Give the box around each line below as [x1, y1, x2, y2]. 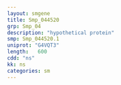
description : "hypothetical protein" [7, 29, 115, 36]
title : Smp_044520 [7, 16, 59, 23]
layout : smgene [7, 10, 51, 17]
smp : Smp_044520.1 [7, 36, 59, 42]
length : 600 [7, 49, 48, 56]
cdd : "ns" [7, 55, 36, 62]
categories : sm [7, 67, 51, 74]
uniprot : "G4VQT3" [7, 42, 59, 49]
